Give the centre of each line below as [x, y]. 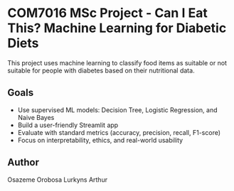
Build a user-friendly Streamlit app [68, 125]
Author [23, 162]
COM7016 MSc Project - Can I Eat [107, 13]
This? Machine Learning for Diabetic [117, 28]
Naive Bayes [36, 117]
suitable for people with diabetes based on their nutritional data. [101, 70]
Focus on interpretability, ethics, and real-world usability [100, 140]
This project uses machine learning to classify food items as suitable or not [117, 62]
